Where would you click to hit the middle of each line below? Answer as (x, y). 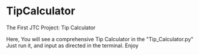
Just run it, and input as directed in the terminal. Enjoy (72, 45)
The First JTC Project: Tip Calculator (51, 27)
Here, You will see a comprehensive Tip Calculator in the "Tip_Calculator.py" (100, 39)
